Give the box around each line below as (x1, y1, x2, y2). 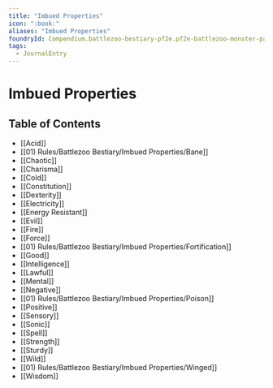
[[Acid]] (19, 139, 46, 148)
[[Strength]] (19, 337, 60, 346)
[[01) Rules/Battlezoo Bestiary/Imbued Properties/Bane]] (19, 147, 209, 157)
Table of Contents (8, 117, 102, 131)
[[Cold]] (19, 173, 47, 183)
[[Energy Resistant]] (19, 208, 88, 217)
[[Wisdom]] (19, 371, 59, 381)
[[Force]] (19, 233, 50, 243)
